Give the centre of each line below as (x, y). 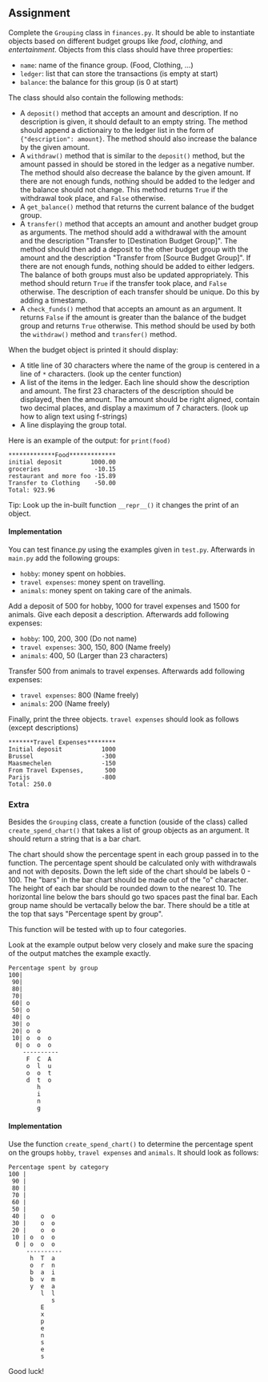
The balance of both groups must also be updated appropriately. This (134, 275)
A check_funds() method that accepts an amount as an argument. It (131, 308)
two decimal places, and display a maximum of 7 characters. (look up (134, 408)
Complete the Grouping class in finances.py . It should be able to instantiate (132, 32)
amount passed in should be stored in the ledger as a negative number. (137, 164)
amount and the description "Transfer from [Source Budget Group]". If (135, 257)
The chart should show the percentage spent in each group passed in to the (134, 854)
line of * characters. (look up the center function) (101, 374)
